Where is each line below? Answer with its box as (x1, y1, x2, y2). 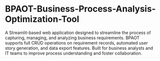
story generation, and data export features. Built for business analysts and (5, 45, 154, 51)
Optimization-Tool (5, 14, 80, 25)
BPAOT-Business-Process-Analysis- (5, 3, 156, 15)
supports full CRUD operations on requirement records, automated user (5, 40, 148, 46)
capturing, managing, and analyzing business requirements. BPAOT (5, 35, 140, 41)
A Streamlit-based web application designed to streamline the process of (5, 30, 151, 35)
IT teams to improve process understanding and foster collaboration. (5, 50, 142, 56)
